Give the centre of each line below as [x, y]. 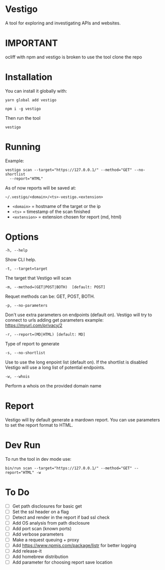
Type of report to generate [32, 344]
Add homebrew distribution [40, 557]
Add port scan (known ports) [42, 528]
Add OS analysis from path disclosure [51, 523]
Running [23, 147]
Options [22, 237]
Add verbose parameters [38, 534]
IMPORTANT [32, 43]
